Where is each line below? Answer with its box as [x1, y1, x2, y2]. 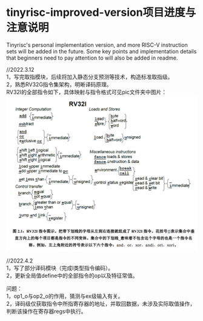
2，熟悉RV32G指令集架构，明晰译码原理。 [6, 80, 112, 88]
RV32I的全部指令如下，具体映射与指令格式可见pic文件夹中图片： [6, 88, 167, 95]
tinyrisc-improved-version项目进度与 [6, 5, 196, 19]
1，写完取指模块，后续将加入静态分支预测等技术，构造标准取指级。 [6, 73, 173, 80]
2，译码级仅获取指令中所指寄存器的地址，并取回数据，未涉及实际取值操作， [6, 300, 196, 308]
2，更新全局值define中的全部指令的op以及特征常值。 [6, 272, 138, 280]
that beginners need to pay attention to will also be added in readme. [6, 54, 178, 61]
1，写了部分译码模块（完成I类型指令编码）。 [6, 264, 114, 272]
